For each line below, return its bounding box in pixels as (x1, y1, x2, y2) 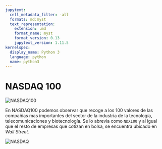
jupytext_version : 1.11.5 (14, 40, 69, 45)
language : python (10, 54, 46, 60)
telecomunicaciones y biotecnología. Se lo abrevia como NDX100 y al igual (5, 118, 157, 124)
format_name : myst (14, 31, 53, 36)
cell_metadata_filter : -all (10, 12, 69, 17)
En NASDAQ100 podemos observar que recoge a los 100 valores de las (5, 107, 153, 114)
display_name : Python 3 (10, 49, 60, 55)
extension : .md (14, 26, 46, 31)
